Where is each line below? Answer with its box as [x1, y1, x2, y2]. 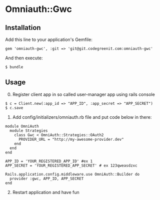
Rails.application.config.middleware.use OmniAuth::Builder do [5, 172, 140, 177]
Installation [5, 23, 41, 32]
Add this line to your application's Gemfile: [5, 36, 92, 42]
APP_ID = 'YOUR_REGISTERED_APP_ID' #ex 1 [5, 159, 93, 164]
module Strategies [9, 128, 48, 133]
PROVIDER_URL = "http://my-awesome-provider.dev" [18, 137, 124, 142]
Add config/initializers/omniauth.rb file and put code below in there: [12, 114, 152, 120]
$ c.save [5, 105, 23, 110]
